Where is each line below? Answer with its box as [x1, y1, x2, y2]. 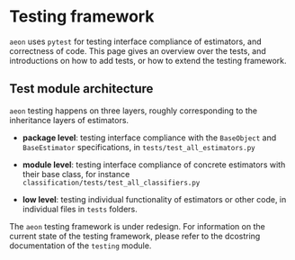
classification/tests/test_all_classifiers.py [22, 178, 201, 187]
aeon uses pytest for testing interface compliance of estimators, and [9, 36, 263, 47]
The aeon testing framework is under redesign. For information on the [9, 220, 265, 231]
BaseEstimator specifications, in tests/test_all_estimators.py [22, 141, 255, 152]
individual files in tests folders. [22, 203, 138, 214]
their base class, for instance [22, 168, 130, 179]
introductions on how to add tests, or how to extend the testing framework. [9, 55, 287, 66]
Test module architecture [9, 81, 154, 96]
